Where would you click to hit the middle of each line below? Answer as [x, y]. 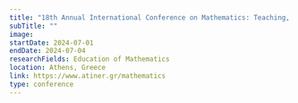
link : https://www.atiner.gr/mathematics [88, 76]
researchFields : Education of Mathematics [89, 59]
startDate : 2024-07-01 [51, 43]
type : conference [42, 84]
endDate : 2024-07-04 [48, 51]
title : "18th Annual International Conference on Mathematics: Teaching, [150, 17]
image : [21, 34]
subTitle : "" [34, 26]
